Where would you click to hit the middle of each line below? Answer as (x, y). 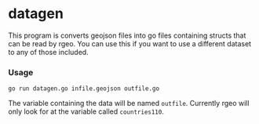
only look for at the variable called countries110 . (86, 111)
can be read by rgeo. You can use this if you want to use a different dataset (130, 43)
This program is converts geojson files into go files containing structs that (127, 35)
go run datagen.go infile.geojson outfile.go (84, 89)
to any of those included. (48, 52)
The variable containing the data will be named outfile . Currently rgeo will (129, 104)
